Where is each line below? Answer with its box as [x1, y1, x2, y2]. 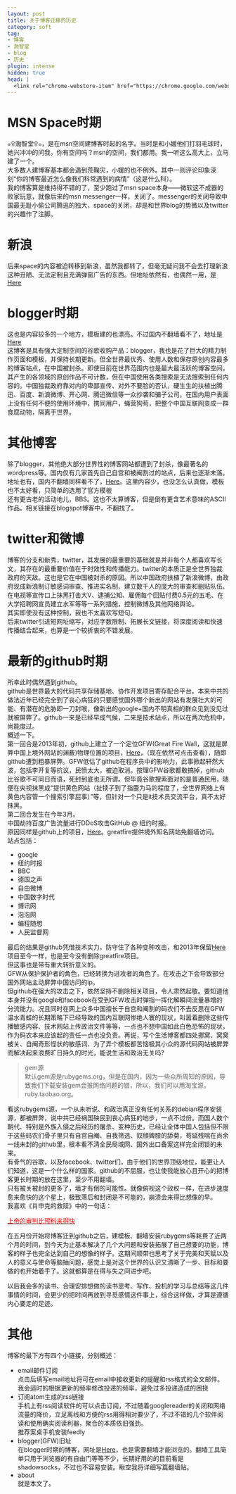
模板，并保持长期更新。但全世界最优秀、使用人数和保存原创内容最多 [31, 355, 229, 363]
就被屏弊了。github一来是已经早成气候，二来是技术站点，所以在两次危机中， [7, 713, 229, 722]
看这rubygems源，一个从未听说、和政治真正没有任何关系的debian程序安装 [7, 1105, 223, 1113]
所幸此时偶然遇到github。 [7, 677, 81, 686]
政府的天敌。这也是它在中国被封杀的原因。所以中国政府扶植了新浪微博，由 [7, 573, 223, 582]
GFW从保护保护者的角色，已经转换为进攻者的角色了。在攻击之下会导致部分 [7, 969, 225, 977]
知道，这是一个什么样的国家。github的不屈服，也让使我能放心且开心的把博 [13, 1166, 229, 1174]
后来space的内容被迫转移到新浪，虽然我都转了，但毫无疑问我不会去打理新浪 [7, 262, 228, 270]
